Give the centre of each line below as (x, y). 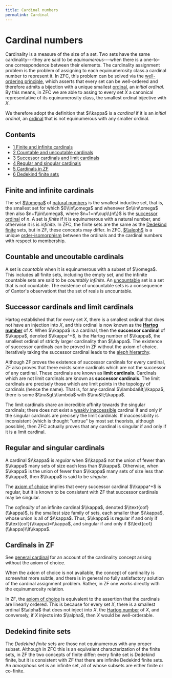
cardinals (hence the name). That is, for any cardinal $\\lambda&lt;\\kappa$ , (85, 389)
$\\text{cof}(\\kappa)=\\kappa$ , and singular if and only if (66, 523)
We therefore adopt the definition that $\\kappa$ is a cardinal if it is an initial (86, 113)
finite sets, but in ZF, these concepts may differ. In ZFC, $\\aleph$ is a (79, 230)
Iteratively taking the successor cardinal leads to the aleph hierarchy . (78, 352)
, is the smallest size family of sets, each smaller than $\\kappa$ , (96, 513)
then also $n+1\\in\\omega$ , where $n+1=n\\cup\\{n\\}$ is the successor (81, 214)
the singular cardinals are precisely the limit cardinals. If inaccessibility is (82, 415)
